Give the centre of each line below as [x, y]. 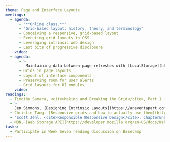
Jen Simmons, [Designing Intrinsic [52, 108]
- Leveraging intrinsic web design [56, 43]
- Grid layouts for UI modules [52, 85]
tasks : [12, 127]
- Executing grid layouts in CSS [54, 38]
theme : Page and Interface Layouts [43, 10]
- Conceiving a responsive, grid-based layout [69, 33]
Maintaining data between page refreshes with [75, 66]
